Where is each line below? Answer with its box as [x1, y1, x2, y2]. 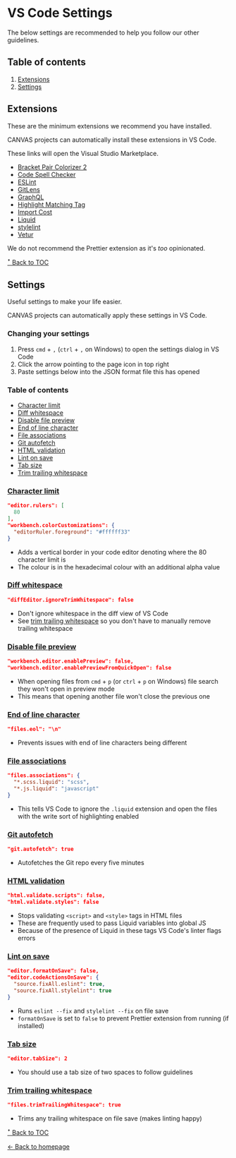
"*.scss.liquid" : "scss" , [13, 778, 90, 786]
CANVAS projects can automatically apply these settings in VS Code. [7, 311, 208, 320]
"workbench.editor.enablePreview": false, [7, 658, 134, 665]
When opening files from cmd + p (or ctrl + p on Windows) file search [17, 677, 218, 685]
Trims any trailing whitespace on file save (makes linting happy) [17, 1114, 202, 1123]
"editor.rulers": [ [7, 502, 65, 509]
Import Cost [17, 207, 53, 216]
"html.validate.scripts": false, [7, 892, 106, 899]
